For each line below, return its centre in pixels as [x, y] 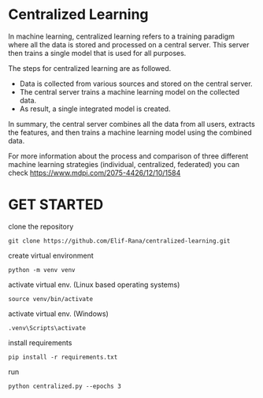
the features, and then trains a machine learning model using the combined [130, 132]
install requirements [40, 342]
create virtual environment [51, 255]
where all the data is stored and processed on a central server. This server [129, 44]
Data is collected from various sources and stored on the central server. [136, 84]
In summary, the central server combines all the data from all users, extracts [132, 124]
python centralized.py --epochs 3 [65, 386]
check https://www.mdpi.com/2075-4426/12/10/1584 [94, 173]
